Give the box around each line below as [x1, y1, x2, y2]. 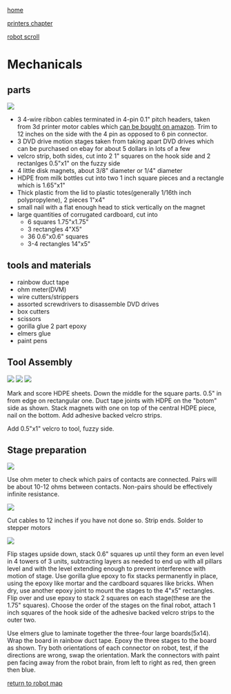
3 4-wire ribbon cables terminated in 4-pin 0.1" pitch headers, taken [17, 115, 210, 123]
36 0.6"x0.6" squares [27, 232, 88, 241]
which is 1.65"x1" [17, 181, 66, 189]
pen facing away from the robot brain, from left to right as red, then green [7, 658, 216, 667]
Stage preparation [7, 445, 87, 456]
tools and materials [7, 260, 92, 272]
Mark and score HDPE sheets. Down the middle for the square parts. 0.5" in [7, 389, 222, 397]
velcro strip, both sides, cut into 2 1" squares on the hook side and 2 [17, 152, 211, 160]
